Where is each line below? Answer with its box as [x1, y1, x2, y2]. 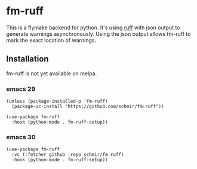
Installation [6, 54, 49, 64]
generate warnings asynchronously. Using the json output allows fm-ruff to [6, 30, 191, 37]
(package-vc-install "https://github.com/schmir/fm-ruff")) [11, 103, 164, 110]
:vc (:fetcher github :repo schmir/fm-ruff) [11, 152, 124, 158]
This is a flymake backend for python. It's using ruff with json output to [6, 24, 180, 31]
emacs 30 [6, 133, 36, 141]
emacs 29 [6, 85, 36, 93]
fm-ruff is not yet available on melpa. [6, 70, 97, 77]
